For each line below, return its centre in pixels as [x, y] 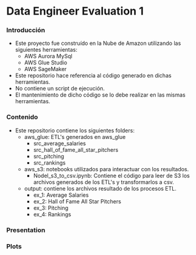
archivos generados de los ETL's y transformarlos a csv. [104, 182]
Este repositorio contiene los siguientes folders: [75, 130]
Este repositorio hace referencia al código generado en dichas [93, 76]
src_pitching [49, 156]
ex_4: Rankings [52, 214]
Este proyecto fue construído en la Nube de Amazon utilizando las [98, 43]
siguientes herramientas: [46, 50]
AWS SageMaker [45, 69]
